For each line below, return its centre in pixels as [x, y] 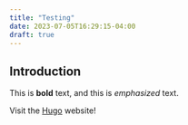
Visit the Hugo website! [53, 111]
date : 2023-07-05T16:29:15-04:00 [73, 26]
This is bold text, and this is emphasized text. [94, 93]
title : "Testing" [42, 18]
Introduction [45, 71]
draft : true [32, 34]
